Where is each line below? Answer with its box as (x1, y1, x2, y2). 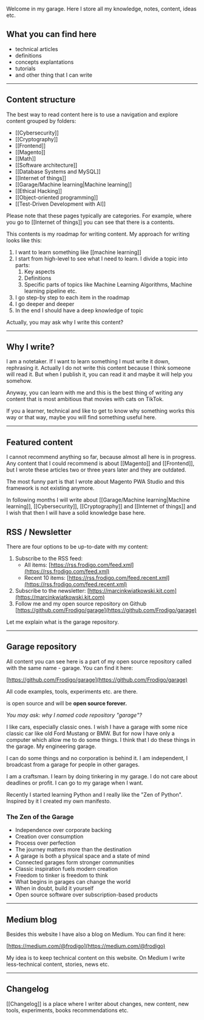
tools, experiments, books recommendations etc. (6, 1007, 129, 1014)
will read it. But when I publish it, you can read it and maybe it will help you (6, 371, 193, 378)
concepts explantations (15, 58, 74, 66)
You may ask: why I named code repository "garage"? (6, 711, 143, 719)
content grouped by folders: (6, 117, 76, 124)
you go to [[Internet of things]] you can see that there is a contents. (6, 218, 175, 226)
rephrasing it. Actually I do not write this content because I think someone (6, 365, 191, 372)
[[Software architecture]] (15, 161, 78, 169)
